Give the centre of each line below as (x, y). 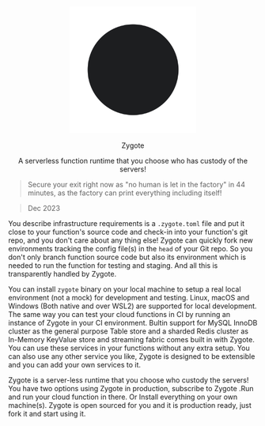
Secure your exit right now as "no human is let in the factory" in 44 (136, 185)
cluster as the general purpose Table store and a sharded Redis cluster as (129, 331)
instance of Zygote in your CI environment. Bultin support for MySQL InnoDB (133, 323)
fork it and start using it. (47, 414)
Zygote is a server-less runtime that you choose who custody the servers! (129, 380)
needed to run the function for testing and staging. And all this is (113, 266)
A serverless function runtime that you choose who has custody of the (133, 161)
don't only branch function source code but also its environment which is (127, 257)
